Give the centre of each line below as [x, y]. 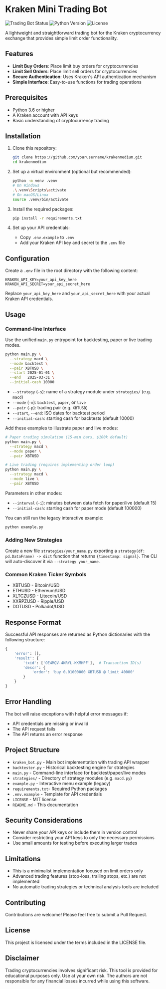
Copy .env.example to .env [47, 237]
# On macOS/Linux [30, 195]
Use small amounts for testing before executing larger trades [75, 843]
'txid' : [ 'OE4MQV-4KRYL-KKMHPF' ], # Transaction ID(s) [82, 663]
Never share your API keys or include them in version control [75, 832]
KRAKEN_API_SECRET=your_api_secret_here [48, 284]
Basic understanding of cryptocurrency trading [61, 120]
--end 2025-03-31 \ [32, 378]
